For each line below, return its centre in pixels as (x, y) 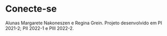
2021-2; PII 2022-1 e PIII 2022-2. (40, 28)
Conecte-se (31, 9)
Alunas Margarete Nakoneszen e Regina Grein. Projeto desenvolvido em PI (84, 23)
